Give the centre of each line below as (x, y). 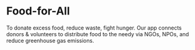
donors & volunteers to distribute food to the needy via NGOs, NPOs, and (98, 34)
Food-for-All (38, 11)
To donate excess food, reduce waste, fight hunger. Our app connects (94, 28)
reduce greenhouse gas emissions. (50, 40)
